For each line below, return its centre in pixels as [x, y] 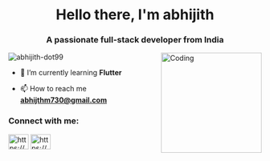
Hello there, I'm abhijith [135, 15]
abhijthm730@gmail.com [63, 100]
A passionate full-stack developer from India [135, 40]
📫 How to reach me [53, 89]
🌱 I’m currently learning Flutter [71, 73]
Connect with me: [44, 121]
